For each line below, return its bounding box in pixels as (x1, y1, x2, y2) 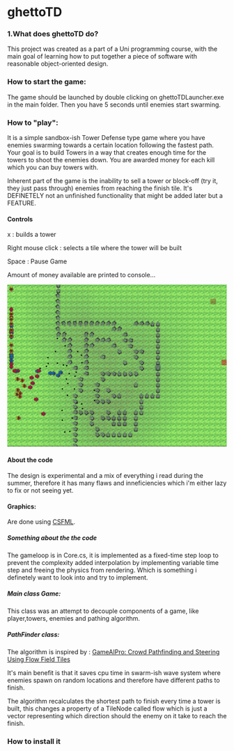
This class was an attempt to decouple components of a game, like (7, 607, 199, 615)
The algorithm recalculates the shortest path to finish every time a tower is (7, 697, 221, 706)
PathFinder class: (7, 630, 60, 638)
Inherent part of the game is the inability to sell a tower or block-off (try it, (7, 177, 218, 185)
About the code (7, 456, 54, 464)
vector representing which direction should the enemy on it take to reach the (7, 712, 227, 720)
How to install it (7, 736, 61, 746)
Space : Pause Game (7, 257, 68, 265)
